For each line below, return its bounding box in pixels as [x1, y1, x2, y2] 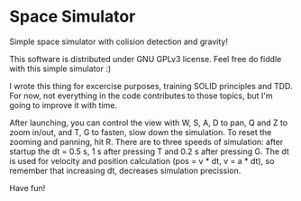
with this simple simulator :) [9, 63, 112, 74]
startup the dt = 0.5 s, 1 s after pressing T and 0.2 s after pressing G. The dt [9, 146, 290, 157]
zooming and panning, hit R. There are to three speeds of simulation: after [9, 136, 284, 147]
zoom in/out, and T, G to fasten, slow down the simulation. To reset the [9, 126, 272, 137]
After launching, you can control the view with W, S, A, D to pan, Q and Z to [9, 117, 288, 128]
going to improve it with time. [9, 99, 118, 110]
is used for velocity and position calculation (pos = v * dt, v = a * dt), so [9, 155, 275, 166]
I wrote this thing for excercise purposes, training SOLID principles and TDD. [9, 80, 293, 91]
